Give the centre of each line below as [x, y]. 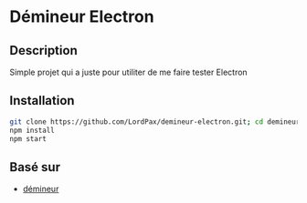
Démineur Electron [82, 17]
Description [43, 51]
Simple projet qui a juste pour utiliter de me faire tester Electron [129, 72]
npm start [28, 138]
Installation [42, 101]
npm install [32, 130]
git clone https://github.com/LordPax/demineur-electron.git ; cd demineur [155, 122]
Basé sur [35, 167]
